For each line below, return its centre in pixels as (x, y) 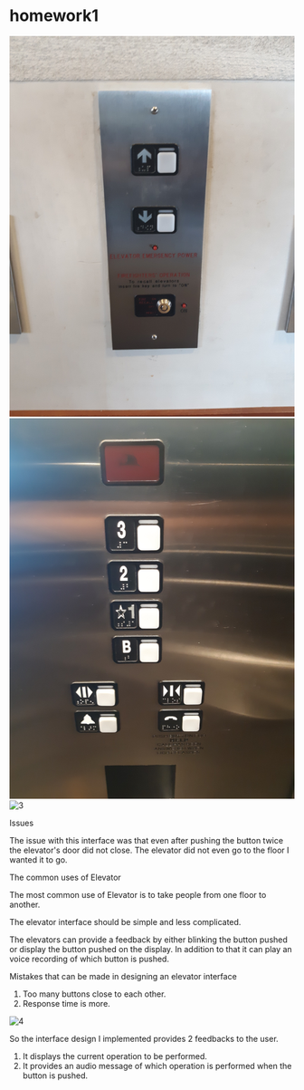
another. (25, 904)
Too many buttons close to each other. (94, 994)
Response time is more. (66, 1003)
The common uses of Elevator (66, 877)
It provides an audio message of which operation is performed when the (157, 1066)
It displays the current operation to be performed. (115, 1056)
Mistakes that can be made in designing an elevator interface (123, 976)
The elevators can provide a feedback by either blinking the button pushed (148, 940)
